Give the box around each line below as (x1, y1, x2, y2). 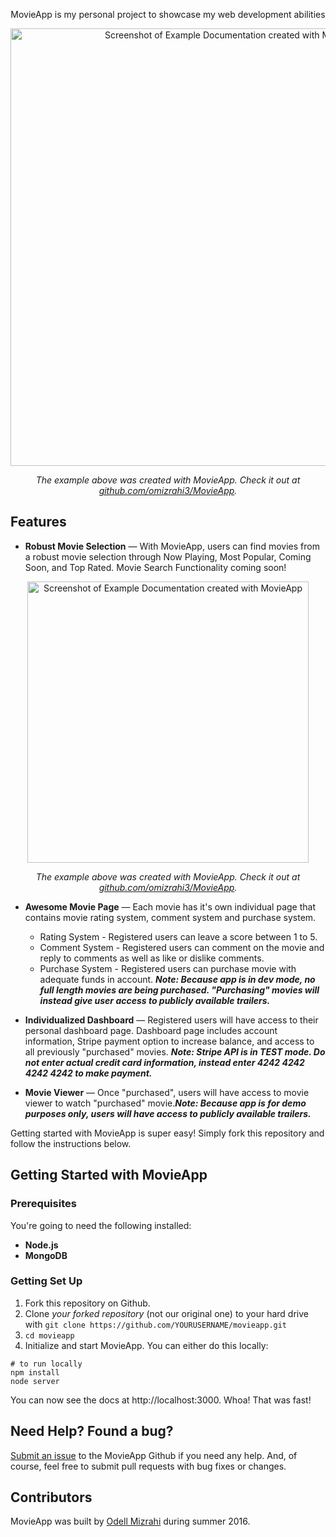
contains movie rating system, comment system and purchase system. (24, 911, 317, 923)
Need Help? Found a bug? (10, 1423, 174, 1440)
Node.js (24, 1239, 59, 1251)
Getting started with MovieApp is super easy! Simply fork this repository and (10, 1127, 325, 1139)
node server (10, 1376, 60, 1386)
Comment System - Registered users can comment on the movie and (39, 941, 325, 953)
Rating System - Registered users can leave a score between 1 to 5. (39, 930, 318, 943)
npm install (10, 1367, 60, 1378)
